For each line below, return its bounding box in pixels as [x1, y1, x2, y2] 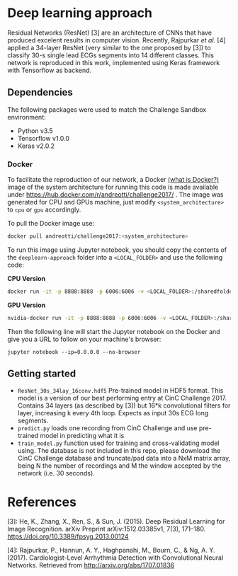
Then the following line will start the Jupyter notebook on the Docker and [7, 327, 221, 335]
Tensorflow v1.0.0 [17, 134, 69, 142]
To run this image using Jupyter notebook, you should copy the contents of [7, 246, 227, 254]
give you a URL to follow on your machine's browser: [7, 335, 161, 343]
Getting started [7, 368, 76, 380]
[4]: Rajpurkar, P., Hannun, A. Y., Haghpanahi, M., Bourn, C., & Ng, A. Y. [7, 546, 215, 555]
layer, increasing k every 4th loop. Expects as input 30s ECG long [17, 409, 209, 417]
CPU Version [7, 274, 46, 282]
